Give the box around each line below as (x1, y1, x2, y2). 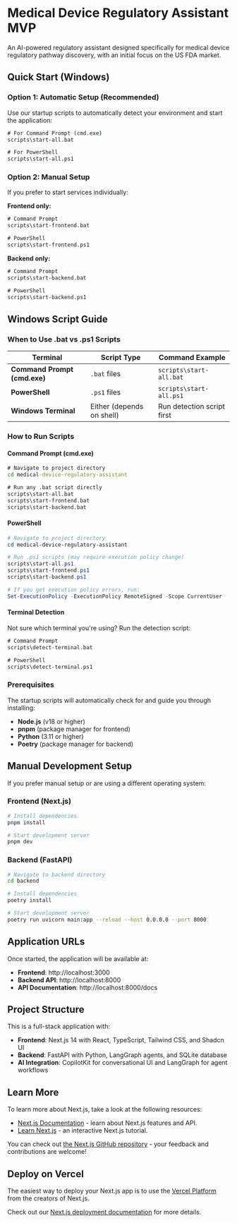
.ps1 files (90, 387, 121, 397)
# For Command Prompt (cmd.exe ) (7, 129, 102, 137)
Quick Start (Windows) (7, 71, 110, 83)
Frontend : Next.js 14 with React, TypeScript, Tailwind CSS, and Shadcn (17, 1036, 224, 1044)
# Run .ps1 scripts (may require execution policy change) (7, 554, 185, 561)
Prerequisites (7, 680, 54, 689)
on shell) (90, 411, 119, 421)
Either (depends (90, 402, 144, 411)
